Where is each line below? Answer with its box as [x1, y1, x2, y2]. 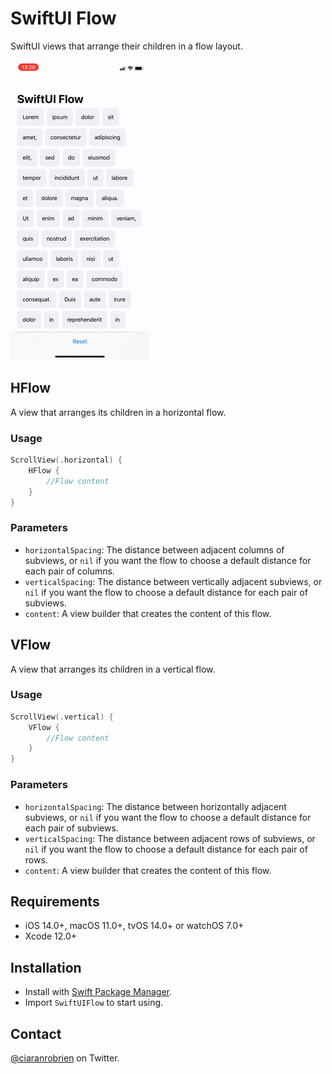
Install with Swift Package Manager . [24, 986, 173, 998]
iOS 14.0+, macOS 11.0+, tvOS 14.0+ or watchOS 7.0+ [24, 920, 245, 932]
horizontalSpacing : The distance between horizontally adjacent [24, 800, 287, 812]
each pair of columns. [24, 565, 115, 577]
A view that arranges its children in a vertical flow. [10, 663, 216, 675]
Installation [10, 959, 82, 976]
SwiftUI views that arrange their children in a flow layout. [10, 40, 243, 52]
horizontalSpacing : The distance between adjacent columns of [24, 543, 285, 556]
